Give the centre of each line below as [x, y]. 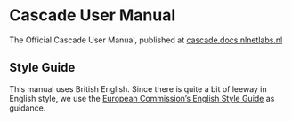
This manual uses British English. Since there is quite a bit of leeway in [138, 88]
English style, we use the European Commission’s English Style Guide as [142, 98]
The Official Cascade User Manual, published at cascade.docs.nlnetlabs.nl [146, 40]
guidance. [28, 108]
